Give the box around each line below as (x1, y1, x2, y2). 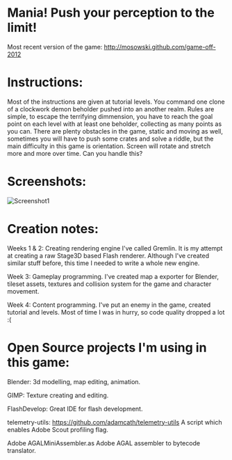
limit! (7, 19, 38, 35)
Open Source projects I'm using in (7, 340, 207, 356)
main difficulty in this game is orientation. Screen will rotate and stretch (7, 141, 211, 150)
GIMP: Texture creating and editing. (7, 391, 109, 399)
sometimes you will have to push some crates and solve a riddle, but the (7, 134, 214, 143)
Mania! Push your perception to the (7, 5, 215, 21)
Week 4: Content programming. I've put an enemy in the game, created (7, 301, 211, 309)
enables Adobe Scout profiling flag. (7, 425, 109, 434)
